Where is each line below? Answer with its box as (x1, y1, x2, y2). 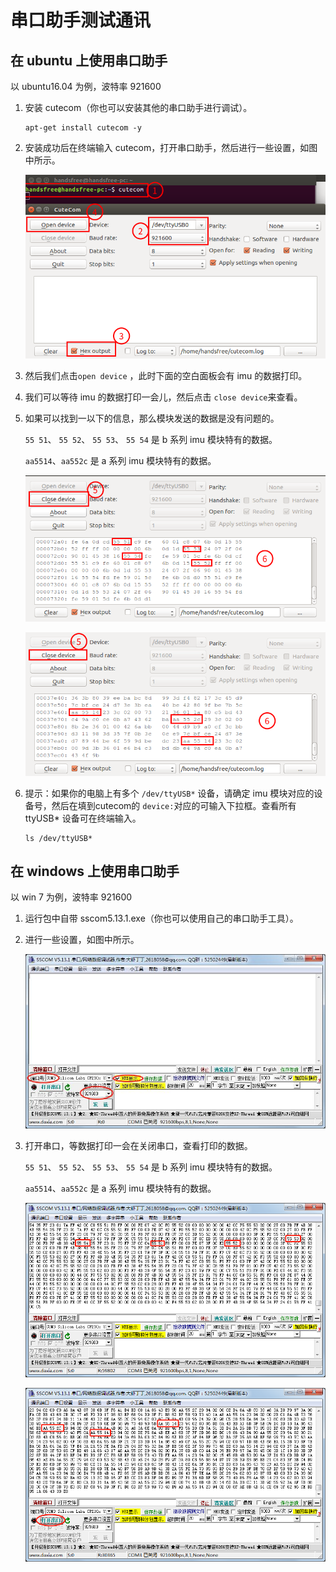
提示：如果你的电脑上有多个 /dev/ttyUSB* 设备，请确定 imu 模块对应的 (24, 787, 315, 799)
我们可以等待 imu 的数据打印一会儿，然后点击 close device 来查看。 (24, 391, 303, 403)
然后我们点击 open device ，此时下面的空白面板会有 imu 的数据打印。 (24, 370, 308, 382)
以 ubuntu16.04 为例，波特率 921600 (10, 81, 162, 92)
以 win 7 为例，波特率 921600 (10, 891, 133, 903)
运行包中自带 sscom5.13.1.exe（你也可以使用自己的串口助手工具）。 (24, 912, 299, 925)
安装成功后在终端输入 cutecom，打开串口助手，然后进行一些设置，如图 (24, 142, 318, 153)
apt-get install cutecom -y (24, 123, 142, 133)
